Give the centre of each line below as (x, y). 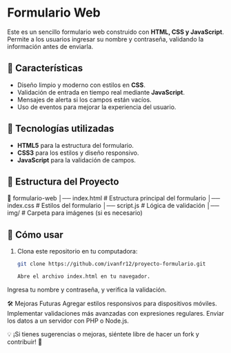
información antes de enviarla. (50, 46)
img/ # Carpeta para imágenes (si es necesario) (75, 213)
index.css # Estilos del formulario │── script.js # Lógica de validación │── (113, 206)
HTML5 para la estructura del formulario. (76, 145)
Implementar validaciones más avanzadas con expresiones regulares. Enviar (115, 313)
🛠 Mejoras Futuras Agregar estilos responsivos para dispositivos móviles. (112, 303)
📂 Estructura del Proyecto (63, 181)
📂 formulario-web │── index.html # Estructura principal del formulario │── (114, 198)
